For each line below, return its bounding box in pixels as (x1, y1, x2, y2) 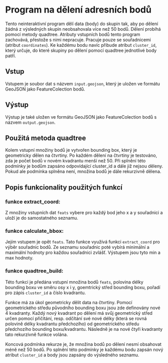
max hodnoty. (5, 255, 34, 261)
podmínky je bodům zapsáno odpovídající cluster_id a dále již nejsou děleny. (5, 163, 163, 169)
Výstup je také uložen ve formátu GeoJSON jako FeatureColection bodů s (5, 114, 157, 120)
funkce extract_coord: (5, 198, 61, 205)
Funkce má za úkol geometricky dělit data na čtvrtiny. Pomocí (5, 299, 132, 305)
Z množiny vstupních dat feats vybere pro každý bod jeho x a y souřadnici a (5, 210, 163, 216)
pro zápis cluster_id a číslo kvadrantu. (5, 290, 86, 296)
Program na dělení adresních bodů (5, 4, 152, 16)
